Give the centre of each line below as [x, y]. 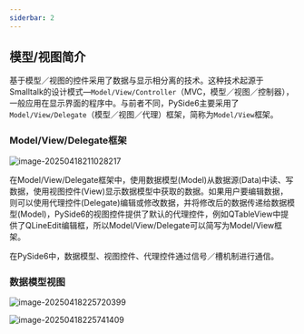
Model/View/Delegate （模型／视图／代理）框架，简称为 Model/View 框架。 [144, 115]
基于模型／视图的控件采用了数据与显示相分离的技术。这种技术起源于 [137, 81]
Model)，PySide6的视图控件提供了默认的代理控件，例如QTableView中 [151, 214]
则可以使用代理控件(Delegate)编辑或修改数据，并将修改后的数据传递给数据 [148, 202]
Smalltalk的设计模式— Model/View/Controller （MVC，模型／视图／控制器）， [152, 92]
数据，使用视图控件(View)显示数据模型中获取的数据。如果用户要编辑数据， [149, 191]
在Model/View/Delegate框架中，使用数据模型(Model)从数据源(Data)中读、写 [152, 179]
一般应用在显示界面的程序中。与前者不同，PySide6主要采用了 [124, 103]
